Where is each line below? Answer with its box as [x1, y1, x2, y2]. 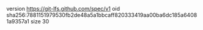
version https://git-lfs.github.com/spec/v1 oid [6, 5, 120, 12]
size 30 [30, 18, 50, 25]
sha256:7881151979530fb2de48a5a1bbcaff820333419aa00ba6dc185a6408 [6, 11, 197, 19]
